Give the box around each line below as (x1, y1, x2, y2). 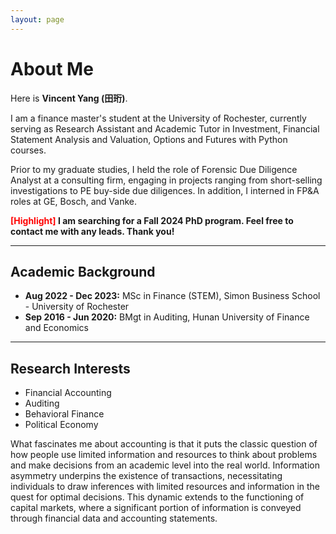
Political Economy (24, 419, 99, 431)
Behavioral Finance (24, 408, 105, 420)
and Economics (24, 322, 89, 334)
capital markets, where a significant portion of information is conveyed (10, 502, 302, 514)
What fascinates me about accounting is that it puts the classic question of (10, 438, 318, 450)
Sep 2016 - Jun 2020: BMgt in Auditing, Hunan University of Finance (24, 311, 310, 323)
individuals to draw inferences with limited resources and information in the (10, 481, 321, 493)
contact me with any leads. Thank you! (10, 225, 175, 237)
